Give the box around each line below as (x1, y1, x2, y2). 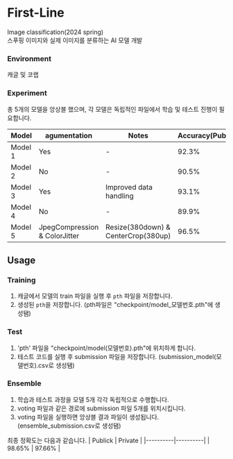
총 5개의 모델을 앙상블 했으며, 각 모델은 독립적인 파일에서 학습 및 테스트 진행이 (7, 105, 218, 113)
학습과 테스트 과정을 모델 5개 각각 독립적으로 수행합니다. (17, 395, 169, 403)
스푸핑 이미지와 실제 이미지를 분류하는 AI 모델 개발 (7, 36, 143, 44)
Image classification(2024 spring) (7, 28, 104, 36)
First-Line (7, 5, 64, 21)
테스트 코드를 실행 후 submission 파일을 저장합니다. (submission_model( (17, 352, 216, 360)
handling (105, 191, 134, 201)
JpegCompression (38, 222, 99, 232)
